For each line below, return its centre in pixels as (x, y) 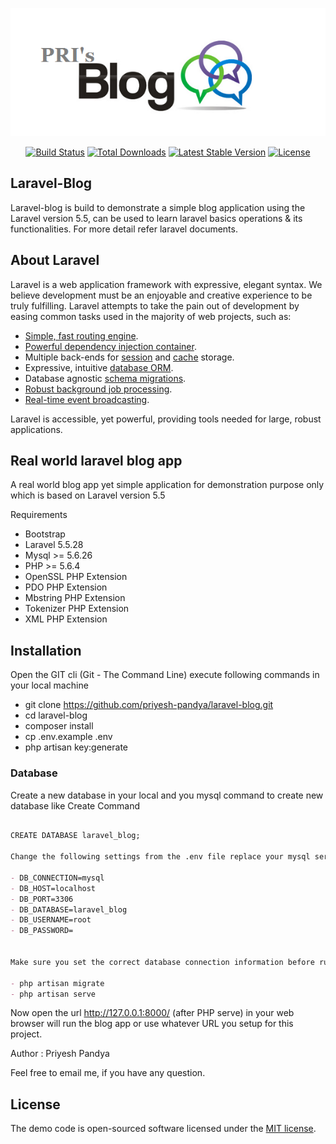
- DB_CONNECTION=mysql (57, 878)
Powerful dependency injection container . (110, 346)
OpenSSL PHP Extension (76, 577)
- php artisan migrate (57, 983)
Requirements (39, 515)
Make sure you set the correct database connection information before (162, 962)
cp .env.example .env (68, 737)
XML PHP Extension (66, 619)
